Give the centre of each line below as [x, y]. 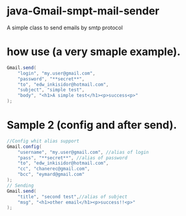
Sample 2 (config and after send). [92, 125]
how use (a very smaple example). [94, 52]
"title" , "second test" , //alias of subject [73, 197]
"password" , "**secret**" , [51, 79]
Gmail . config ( [25, 147]
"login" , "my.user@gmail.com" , [57, 73]
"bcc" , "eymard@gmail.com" [51, 175]
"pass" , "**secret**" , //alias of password [73, 158]
